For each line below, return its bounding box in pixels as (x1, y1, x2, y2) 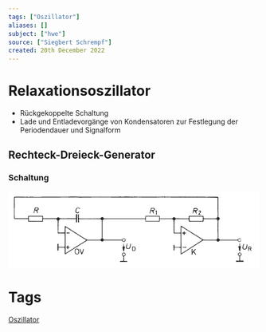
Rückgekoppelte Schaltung (19, 109, 109, 118)
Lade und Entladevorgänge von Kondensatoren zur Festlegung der (19, 117, 239, 127)
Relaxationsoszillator (8, 82, 151, 100)
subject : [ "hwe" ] (8, 30, 66, 38)
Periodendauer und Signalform (19, 125, 121, 135)
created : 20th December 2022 (8, 46, 105, 55)
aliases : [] (8, 21, 48, 30)
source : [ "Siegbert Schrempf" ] (8, 38, 112, 46)
